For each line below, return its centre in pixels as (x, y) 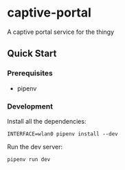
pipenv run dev (29, 159)
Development (30, 106)
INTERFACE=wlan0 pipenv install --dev (62, 134)
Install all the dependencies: (47, 121)
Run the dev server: (35, 147)
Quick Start (32, 54)
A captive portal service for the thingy (61, 32)
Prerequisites (30, 73)
